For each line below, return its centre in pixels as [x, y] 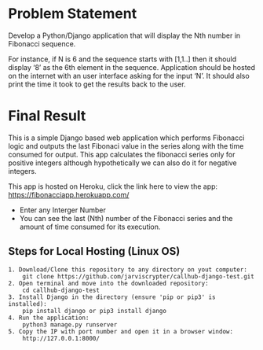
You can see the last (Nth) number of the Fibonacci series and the [126, 218]
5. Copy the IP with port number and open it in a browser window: [121, 331]
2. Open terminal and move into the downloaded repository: [109, 283]
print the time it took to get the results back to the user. [97, 84]
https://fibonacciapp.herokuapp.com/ [69, 194]
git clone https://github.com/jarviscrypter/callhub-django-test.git [139, 276]
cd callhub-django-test [61, 290]
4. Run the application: [49, 318]
